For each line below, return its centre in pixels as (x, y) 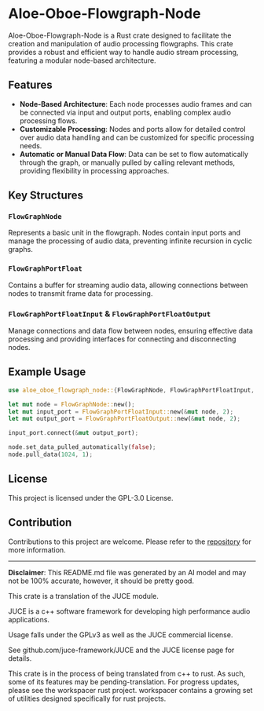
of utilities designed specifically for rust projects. (87, 698)
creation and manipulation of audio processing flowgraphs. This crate (121, 43)
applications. (29, 619)
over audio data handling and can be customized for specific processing (137, 137)
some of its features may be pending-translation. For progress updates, (124, 682)
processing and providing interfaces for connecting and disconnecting (122, 339)
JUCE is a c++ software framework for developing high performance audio (129, 611)
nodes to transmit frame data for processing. (81, 293)
